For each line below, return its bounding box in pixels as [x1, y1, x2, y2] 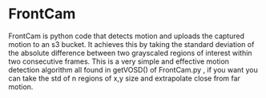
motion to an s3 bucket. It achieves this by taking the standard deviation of [8, 39, 255, 49]
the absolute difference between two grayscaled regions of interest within [8, 48, 252, 57]
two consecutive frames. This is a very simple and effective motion [8, 57, 230, 66]
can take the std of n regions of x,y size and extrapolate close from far [8, 73, 240, 83]
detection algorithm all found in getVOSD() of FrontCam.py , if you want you [8, 65, 258, 74]
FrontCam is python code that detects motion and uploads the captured [8, 31, 244, 41]
